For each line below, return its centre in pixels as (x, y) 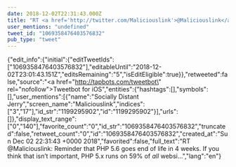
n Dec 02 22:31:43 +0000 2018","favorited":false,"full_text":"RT (99, 141)
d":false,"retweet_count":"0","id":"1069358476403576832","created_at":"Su (118, 134)
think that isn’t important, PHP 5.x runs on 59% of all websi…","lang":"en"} (114, 156)
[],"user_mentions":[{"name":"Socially (62, 97)
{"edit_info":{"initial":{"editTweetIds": (61, 59)
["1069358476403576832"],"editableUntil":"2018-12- (85, 67)
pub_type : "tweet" (34, 40)
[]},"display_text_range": (42, 119)
